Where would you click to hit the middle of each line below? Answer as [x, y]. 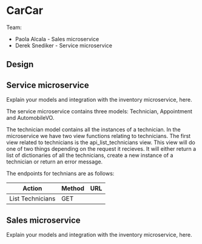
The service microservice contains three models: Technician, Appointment [99, 111]
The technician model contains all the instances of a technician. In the [93, 130]
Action [32, 188]
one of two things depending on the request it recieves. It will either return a [101, 149]
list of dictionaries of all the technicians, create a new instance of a [90, 156]
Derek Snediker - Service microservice [63, 45]
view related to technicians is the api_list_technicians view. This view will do [101, 142]
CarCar [25, 11]
